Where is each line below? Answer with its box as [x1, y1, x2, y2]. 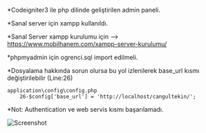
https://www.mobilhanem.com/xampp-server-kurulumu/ [7, 40, 167, 48]
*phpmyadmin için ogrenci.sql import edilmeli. [7, 53, 138, 61]
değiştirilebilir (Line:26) [7, 74, 73, 82]
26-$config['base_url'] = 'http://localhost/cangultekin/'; [19, 93, 196, 100]
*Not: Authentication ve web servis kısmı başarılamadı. [7, 105, 164, 113]
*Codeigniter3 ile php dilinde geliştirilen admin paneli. [7, 6, 160, 14]
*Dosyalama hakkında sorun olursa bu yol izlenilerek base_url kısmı [7, 67, 200, 74]
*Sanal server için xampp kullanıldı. [7, 19, 109, 27]
